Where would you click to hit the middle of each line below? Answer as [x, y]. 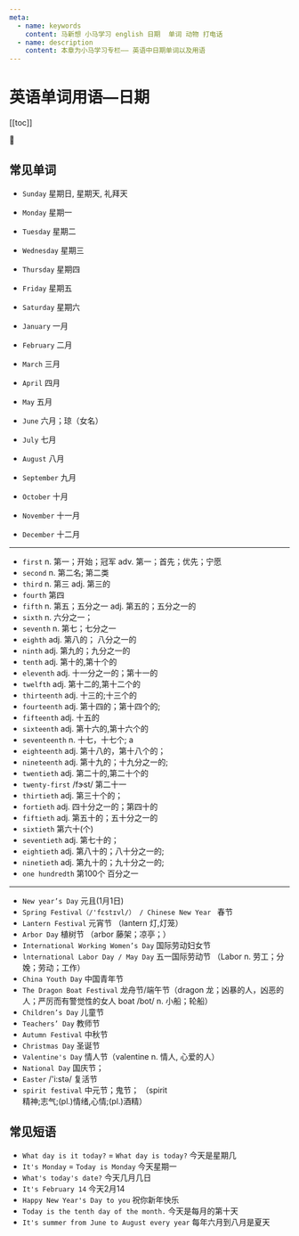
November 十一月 [51, 515]
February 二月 [47, 345]
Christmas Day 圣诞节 [61, 1045]
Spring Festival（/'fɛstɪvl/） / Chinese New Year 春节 [127, 912]
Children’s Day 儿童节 [63, 1011]
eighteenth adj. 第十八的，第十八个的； [94, 750]
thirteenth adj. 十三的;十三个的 [80, 695]
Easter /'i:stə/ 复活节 [60, 1078]
